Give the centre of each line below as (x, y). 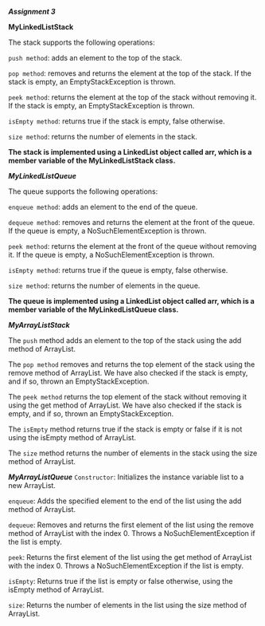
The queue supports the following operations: (83, 191)
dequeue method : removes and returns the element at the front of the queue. (132, 222)
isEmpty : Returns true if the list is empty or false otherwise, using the (121, 581)
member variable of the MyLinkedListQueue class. (94, 309)
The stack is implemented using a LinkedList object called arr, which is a (130, 152)
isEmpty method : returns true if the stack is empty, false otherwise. (117, 121)
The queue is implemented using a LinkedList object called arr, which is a (131, 301)
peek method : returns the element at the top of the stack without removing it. (132, 97)
